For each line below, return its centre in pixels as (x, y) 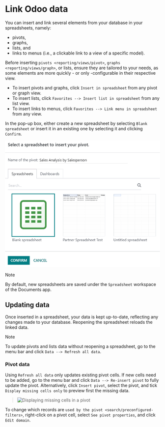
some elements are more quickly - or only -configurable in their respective (81, 73)
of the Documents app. (28, 289)
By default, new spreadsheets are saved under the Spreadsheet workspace (81, 284)
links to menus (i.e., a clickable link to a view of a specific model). (78, 53)
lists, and (21, 48)
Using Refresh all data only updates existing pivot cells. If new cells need (81, 375)
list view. (21, 103)
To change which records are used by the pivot (54, 410)
